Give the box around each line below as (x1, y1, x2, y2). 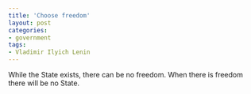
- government (8, 33, 52, 42)
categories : (8, 26, 48, 34)
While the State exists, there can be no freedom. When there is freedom (8, 70, 244, 79)
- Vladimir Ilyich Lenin (8, 48, 91, 56)
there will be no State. (8, 78, 80, 88)
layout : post (8, 19, 52, 27)
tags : (8, 41, 26, 49)
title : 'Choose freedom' (8, 11, 91, 20)
